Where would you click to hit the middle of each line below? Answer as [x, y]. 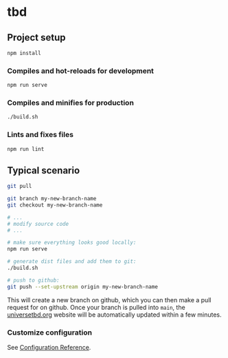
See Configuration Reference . [49, 347]
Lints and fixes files [41, 135]
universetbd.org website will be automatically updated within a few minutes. [114, 315]
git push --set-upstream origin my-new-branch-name [82, 286]
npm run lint [26, 149]
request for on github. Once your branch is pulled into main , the [96, 307]
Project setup [37, 38]
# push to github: [33, 280]
